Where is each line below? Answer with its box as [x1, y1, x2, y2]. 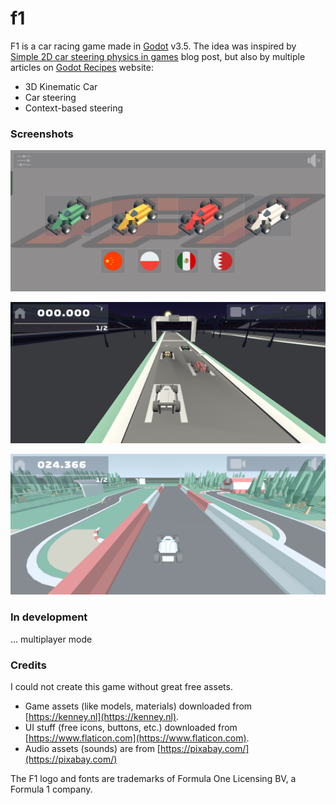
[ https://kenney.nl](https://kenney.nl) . [24, 711, 180, 723]
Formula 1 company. [10, 783, 93, 796]
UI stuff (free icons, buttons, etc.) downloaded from [24, 722, 238, 734]
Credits [10, 658, 47, 672]
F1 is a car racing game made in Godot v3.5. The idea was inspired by [10, 40, 297, 52]
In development [10, 610, 88, 624]
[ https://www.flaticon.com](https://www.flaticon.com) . [24, 732, 250, 744]
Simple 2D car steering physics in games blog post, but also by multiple [10, 50, 306, 62]
